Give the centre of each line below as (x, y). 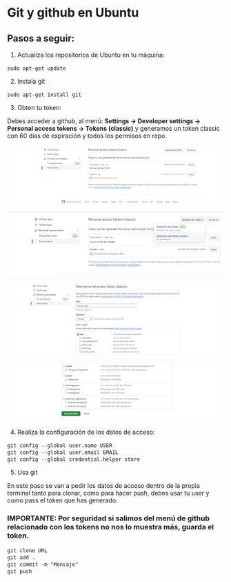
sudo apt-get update (37, 69)
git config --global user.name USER (60, 446)
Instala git (31, 81)
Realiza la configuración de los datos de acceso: (86, 432)
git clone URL (28, 551)
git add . (21, 558)
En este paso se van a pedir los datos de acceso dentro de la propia (103, 486)
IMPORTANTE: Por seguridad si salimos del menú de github (109, 518)
